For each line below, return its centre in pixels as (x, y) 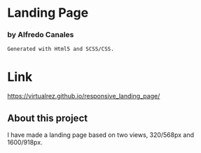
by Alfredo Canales (41, 35)
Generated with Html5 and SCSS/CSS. (61, 49)
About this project (48, 118)
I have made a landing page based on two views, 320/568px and (101, 135)
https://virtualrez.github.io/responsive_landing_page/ (84, 96)
